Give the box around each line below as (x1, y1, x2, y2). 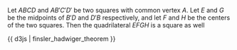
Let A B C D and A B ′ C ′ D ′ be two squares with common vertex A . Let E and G (7, 6, 224, 14)
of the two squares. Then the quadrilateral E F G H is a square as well (7, 21, 205, 29)
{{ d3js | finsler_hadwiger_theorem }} (7, 35, 116, 43)
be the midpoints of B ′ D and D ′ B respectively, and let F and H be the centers (7, 13, 231, 22)
